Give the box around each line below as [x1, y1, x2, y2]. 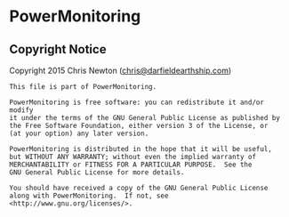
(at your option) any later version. [9, 129, 149, 138]
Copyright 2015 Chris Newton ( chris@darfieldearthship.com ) [9, 65, 232, 76]
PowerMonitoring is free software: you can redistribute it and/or [9, 98, 265, 107]
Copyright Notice [9, 42, 107, 57]
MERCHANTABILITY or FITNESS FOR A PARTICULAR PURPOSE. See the [9, 160, 253, 169]
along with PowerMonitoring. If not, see [9, 191, 169, 200]
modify [9, 106, 34, 115]
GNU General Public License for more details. [9, 168, 185, 177]
